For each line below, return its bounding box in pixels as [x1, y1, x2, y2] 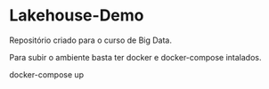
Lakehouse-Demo [9, 5, 144, 26]
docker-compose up [9, 69, 85, 80]
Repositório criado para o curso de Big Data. [9, 35, 172, 45]
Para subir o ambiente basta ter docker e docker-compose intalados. [9, 52, 262, 62]
